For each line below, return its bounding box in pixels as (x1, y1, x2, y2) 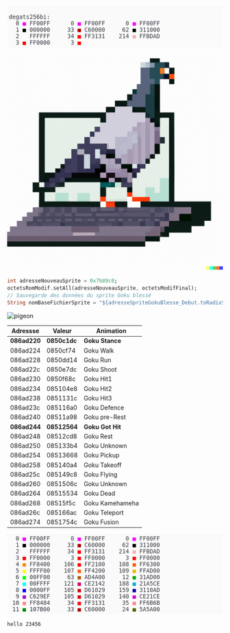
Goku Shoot (83, 366, 118, 373)
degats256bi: (9, 14, 51, 21)
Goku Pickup (83, 451, 120, 459)
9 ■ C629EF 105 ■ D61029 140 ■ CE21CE (16, 593, 161, 600)
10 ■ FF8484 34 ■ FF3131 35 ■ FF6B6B (12, 599, 161, 606)
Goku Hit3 (83, 394, 112, 402)
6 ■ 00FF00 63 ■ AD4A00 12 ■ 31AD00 (16, 573, 161, 581)
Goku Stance (83, 337, 122, 345)
